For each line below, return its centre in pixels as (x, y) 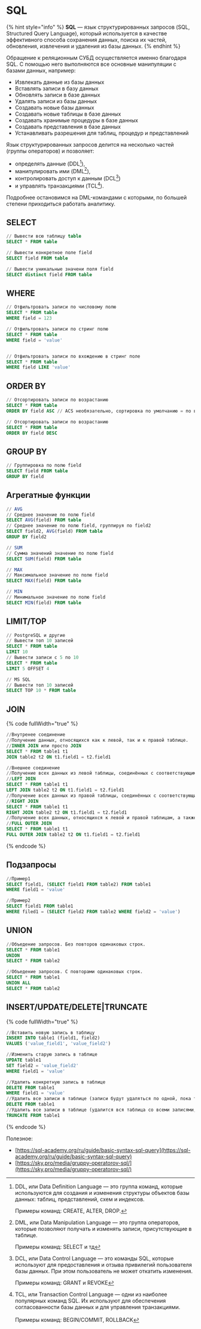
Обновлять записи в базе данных (57, 95)
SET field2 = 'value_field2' (42, 1065)
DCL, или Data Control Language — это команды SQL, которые (94, 1258)
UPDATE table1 (24, 1060)
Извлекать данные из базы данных (60, 82)
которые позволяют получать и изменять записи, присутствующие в (103, 1228)
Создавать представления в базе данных (68, 126)
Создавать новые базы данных (54, 107)
